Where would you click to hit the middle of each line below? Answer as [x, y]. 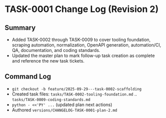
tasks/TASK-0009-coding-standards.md [51, 99]
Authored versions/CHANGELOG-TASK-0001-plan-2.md [65, 110]
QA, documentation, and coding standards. [56, 50]
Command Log [28, 77]
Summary [20, 28]
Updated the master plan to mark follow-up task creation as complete [83, 55]
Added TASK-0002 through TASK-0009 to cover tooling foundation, [81, 39]
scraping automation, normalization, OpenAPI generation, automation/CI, [86, 45]
